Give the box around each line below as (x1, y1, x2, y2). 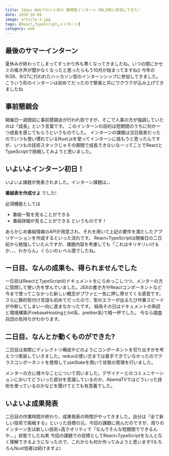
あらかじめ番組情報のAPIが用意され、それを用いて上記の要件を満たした (5, 229, 154, 235)
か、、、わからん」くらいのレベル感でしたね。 (5, 247, 98, 253)
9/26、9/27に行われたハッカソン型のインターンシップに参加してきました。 (5, 73, 161, 79)
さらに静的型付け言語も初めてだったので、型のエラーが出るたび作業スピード (5, 297, 164, 303)
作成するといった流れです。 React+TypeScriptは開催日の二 (36, 235, 158, 241)
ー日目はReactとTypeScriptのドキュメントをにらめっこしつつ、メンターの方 (5, 278, 163, 284)
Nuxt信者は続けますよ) (14, 445, 62, 451)
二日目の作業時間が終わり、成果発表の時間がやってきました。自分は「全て (5, 413, 160, 420)
